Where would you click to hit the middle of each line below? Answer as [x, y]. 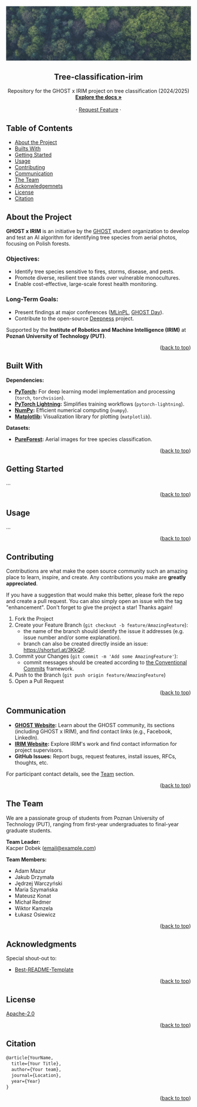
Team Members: [26, 859]
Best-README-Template [44, 970]
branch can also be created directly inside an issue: [86, 644]
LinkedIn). [27, 738]
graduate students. [29, 830]
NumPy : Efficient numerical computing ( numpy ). [72, 410]
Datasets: [18, 428]
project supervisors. [39, 750]
